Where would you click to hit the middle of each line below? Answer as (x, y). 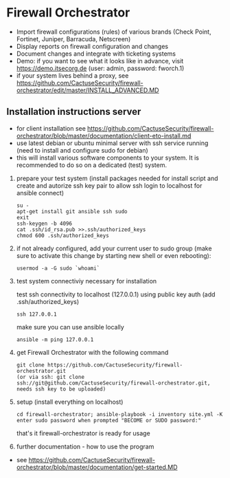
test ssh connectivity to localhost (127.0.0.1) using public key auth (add (116, 294)
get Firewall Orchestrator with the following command (92, 352)
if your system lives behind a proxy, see (72, 75)
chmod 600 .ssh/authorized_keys (62, 235)
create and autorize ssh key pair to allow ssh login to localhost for (109, 185)
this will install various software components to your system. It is (108, 157)
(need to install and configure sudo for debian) (82, 150)
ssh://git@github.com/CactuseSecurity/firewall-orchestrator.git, (113, 383)
